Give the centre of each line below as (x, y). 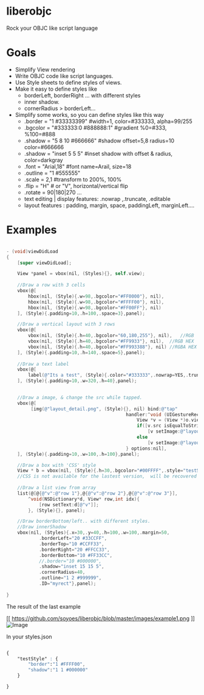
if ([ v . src (149, 426)
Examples (32, 230)
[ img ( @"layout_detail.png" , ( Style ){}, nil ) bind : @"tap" (104, 409)
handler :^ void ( (146, 414)
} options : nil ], (146, 449)
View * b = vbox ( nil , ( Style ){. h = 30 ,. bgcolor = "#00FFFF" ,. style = (100, 471)
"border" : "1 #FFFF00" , (57, 665)
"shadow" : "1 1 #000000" (58, 670)
